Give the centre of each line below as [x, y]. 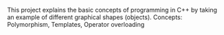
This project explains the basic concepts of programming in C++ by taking [112, 10]
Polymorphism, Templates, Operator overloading [76, 24]
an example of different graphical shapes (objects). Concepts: [95, 17]
